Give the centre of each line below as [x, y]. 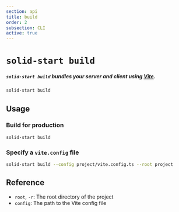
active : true [22, 33]
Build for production [35, 125]
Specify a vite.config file [43, 152]
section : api [22, 11]
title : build [22, 17]
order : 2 [17, 22]
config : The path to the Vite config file [60, 203]
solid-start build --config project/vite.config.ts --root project [90, 165]
